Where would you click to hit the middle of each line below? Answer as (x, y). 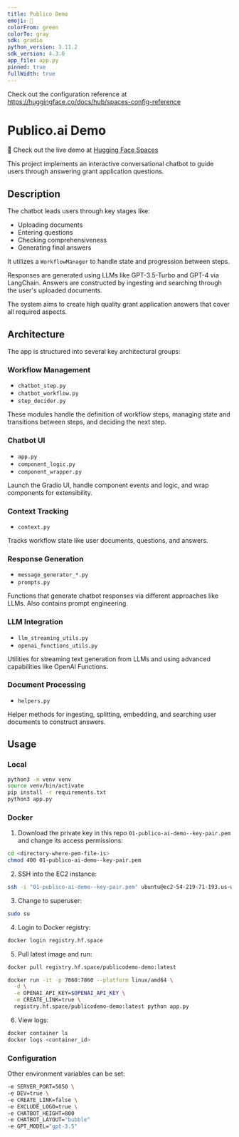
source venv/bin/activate (46, 786)
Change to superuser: (49, 900)
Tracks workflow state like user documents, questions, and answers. (108, 540)
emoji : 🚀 (20, 21)
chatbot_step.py (42, 386)
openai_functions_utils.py (58, 646)
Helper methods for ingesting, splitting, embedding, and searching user (112, 714)
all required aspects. (37, 312)
